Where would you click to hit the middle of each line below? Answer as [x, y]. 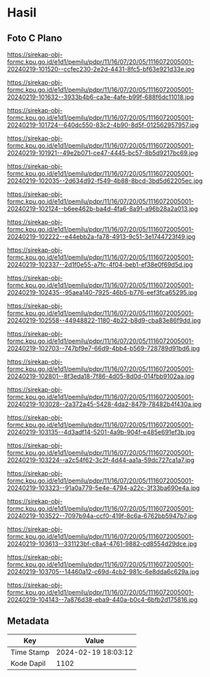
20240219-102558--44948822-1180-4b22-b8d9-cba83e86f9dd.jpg [104, 320]
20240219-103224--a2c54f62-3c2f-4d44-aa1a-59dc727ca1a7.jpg [101, 460]
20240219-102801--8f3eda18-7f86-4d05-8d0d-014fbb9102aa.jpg [101, 376]
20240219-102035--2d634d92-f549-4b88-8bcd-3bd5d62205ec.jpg [105, 181]
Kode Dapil [28, 663]
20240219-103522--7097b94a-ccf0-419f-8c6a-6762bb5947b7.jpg [102, 516]
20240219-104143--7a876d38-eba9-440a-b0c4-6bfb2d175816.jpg [102, 600]
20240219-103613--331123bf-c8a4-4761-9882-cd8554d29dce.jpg [102, 544]
